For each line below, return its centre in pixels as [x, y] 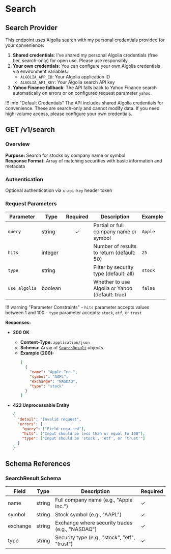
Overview [18, 144]
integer [50, 253]
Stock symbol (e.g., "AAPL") [89, 514]
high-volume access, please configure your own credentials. [69, 114]
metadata [15, 166]
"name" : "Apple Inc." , [54, 372]
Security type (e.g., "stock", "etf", [95, 537]
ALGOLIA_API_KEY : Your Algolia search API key [68, 82]
